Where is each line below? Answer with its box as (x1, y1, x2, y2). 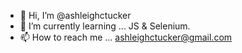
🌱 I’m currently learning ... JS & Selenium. (19, 20, 191, 32)
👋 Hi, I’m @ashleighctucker (19, 10, 132, 21)
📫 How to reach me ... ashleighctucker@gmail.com (19, 31, 233, 43)
